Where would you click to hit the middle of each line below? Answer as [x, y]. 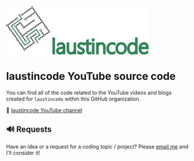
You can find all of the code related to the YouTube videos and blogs [89, 92]
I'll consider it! [23, 153]
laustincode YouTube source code [91, 76]
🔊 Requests [29, 130]
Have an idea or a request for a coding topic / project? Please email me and [97, 146]
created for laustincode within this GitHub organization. [73, 99]
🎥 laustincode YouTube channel [44, 110]
